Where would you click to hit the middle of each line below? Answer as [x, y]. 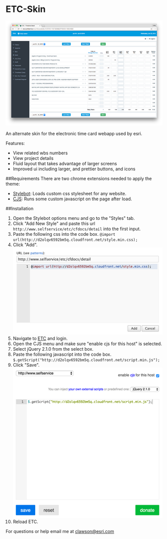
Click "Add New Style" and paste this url [54, 224]
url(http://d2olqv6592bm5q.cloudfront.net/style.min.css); [75, 240]
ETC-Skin [26, 9]
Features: [15, 143]
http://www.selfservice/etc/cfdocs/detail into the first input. [77, 229]
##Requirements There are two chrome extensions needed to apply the [79, 179]
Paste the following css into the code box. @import [64, 234]
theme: [13, 184]
